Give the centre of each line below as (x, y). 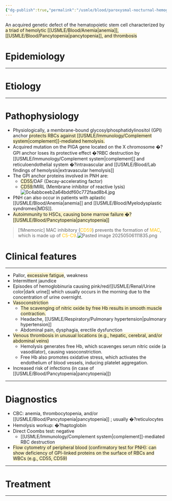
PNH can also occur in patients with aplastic (59, 198)
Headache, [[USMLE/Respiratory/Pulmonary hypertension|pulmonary (93, 319)
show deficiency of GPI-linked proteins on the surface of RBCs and (83, 453)
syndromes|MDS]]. (33, 209)
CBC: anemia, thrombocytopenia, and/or (55, 414)
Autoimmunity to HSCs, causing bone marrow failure (68, 214)
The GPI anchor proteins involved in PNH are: (60, 176)
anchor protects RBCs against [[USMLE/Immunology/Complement (82, 136)
